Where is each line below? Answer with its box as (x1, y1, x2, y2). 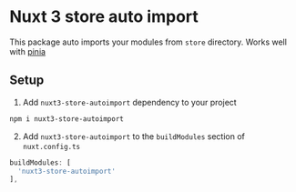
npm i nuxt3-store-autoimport (9, 114, 125, 124)
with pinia (9, 45, 46, 56)
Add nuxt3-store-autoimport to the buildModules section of (22, 130, 246, 142)
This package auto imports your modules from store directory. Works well (9, 36, 287, 47)
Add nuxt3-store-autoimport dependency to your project (22, 96, 237, 107)
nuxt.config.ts (22, 142, 81, 151)
